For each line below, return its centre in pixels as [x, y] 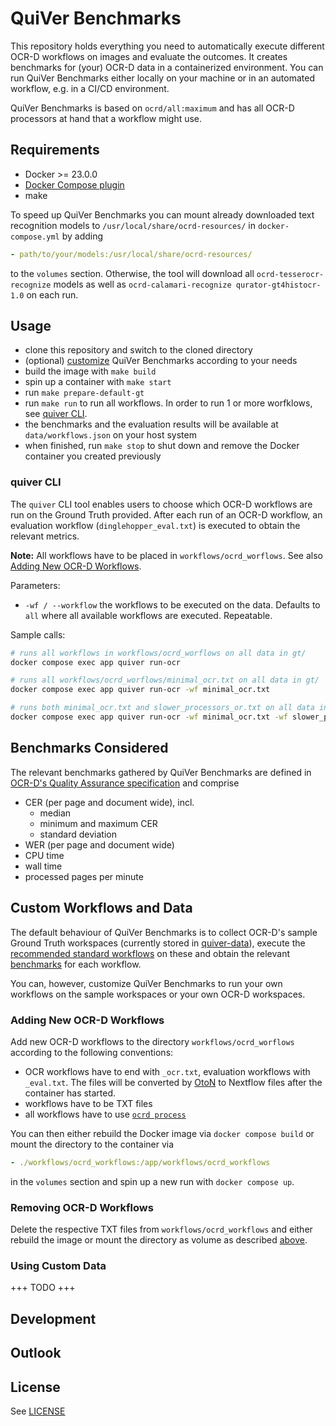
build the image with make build [90, 371]
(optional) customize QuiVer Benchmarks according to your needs [161, 361]
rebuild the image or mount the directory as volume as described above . [159, 1240]
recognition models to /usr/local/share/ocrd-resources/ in [133, 225]
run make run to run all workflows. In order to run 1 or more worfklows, [168, 403]
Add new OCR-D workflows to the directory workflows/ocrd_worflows [152, 1041]
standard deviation [78, 834]
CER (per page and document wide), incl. [109, 802]
